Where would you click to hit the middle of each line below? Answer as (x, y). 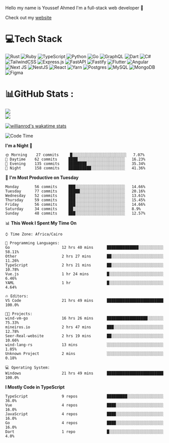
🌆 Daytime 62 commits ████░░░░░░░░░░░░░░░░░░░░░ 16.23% (75, 159)
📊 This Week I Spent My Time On (41, 223)
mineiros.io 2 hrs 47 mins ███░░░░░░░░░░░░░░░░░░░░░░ (84, 327)
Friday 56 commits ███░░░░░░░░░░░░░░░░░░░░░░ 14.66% (75, 204)
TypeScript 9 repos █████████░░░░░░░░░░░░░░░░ (84, 396)
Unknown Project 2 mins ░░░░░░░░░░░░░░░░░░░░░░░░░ (84, 353)
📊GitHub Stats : (40, 94)
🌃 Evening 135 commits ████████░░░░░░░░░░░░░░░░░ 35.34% (75, 164)
